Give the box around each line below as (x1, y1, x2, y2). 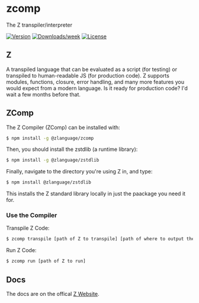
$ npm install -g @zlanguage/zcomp (6, 135, 94, 141)
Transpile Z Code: (6, 224, 50, 232)
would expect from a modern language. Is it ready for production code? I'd (6, 85, 188, 92)
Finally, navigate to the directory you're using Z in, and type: (6, 168, 153, 175)
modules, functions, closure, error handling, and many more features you (6, 78, 185, 85)
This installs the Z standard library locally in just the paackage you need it (6, 190, 185, 197)
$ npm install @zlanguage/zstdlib (6, 179, 92, 185)
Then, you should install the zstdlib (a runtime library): (6, 146, 138, 153)
